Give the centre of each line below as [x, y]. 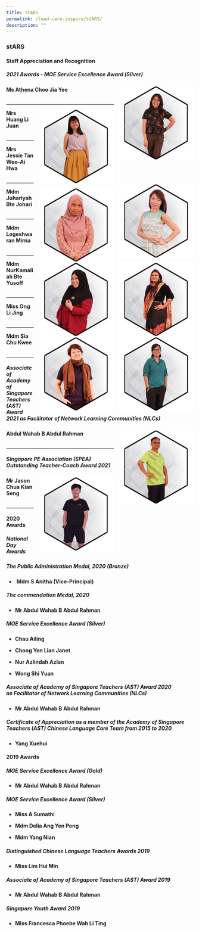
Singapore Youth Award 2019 [43, 908]
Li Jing [15, 312]
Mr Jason [18, 480]
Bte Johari [19, 204]
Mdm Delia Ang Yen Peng [47, 826]
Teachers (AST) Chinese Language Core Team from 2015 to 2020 [89, 728]
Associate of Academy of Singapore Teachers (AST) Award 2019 [88, 879]
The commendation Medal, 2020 [48, 595]
